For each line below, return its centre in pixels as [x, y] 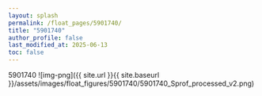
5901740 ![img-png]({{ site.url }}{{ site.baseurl [84, 75]
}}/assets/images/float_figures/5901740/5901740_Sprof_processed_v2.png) [131, 83]
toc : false [26, 52]
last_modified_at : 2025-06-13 [58, 45]
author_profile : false [46, 38]
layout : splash [33, 15]
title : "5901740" [37, 30]
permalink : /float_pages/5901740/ [65, 23]
